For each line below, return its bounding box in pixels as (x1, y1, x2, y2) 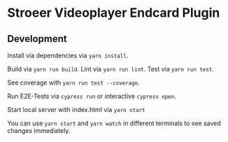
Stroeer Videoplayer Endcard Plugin (7, 5, 220, 21)
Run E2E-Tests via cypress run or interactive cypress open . (7, 92, 176, 100)
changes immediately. (7, 127, 71, 134)
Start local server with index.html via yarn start (7, 106, 145, 113)
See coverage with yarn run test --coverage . (7, 78, 140, 87)
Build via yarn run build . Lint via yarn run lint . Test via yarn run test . (7, 65, 215, 73)
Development (7, 33, 68, 45)
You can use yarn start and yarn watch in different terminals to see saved (7, 119, 222, 127)
